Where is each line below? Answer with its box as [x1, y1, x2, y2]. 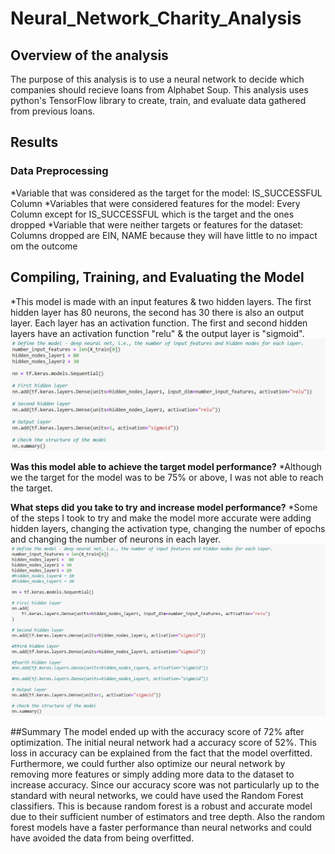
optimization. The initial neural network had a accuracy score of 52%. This [10, 736, 317, 748]
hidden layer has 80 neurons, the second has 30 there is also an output [10, 306, 305, 318]
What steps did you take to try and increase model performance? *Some [10, 501, 318, 513]
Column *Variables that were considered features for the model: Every [10, 197, 301, 209]
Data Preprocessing [10, 164, 109, 178]
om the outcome [10, 240, 78, 252]
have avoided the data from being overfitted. [10, 832, 195, 844]
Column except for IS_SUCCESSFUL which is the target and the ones [10, 208, 295, 220]
